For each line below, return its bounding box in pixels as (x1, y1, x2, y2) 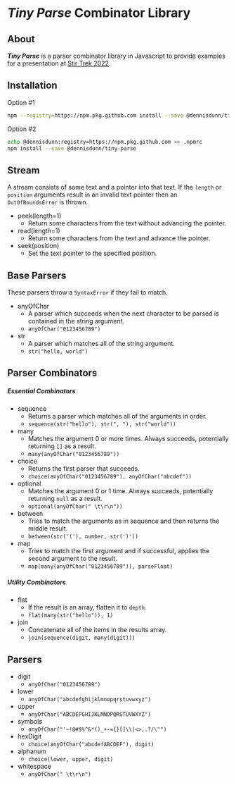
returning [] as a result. (27, 442, 96, 450)
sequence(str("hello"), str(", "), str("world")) (27, 421, 177, 428)
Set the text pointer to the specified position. (27, 249, 157, 258)
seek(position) (17, 242, 60, 250)
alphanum (17, 747, 47, 755)
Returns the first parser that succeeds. (27, 464, 140, 473)
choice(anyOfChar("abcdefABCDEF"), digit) (27, 741, 155, 748)
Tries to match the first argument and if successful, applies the (27, 547, 210, 555)
